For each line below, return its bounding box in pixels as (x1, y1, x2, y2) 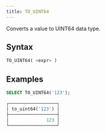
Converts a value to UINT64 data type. (6, 25, 101, 32)
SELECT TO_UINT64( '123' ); (6, 90, 70, 96)
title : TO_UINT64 (6, 8, 49, 15)
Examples (6, 74, 43, 84)
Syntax (6, 42, 33, 52)
